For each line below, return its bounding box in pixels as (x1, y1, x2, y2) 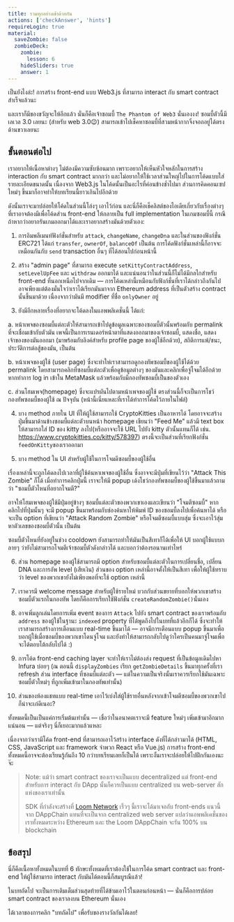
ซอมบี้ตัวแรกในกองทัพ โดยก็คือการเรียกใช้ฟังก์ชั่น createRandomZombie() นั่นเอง (17, 595, 209, 603)
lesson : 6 (26, 56, 55, 63)
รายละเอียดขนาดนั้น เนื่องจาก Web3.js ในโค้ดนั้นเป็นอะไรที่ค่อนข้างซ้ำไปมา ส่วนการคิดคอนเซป (8, 180, 226, 188)
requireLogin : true (8, 23, 65, 30)
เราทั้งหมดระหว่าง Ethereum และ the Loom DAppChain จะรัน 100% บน (24, 818, 208, 826)
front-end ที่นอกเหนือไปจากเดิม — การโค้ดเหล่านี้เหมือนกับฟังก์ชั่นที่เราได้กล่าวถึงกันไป (17, 277, 221, 285)
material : (8, 29, 37, 37)
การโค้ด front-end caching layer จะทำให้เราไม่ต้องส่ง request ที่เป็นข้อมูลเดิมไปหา (17, 654, 221, 663)
